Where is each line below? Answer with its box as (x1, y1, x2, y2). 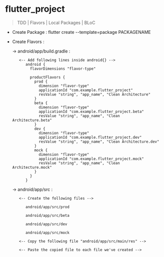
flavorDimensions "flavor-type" (30, 66, 96, 71)
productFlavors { (30, 75, 65, 79)
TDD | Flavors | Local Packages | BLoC (17, 20, 95, 26)
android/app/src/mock (25, 230, 70, 235)
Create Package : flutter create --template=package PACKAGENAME (12, 29, 151, 35)
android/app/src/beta (25, 213, 70, 218)
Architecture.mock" (12, 165, 52, 170)
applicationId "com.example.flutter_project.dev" (38, 135, 142, 140)
